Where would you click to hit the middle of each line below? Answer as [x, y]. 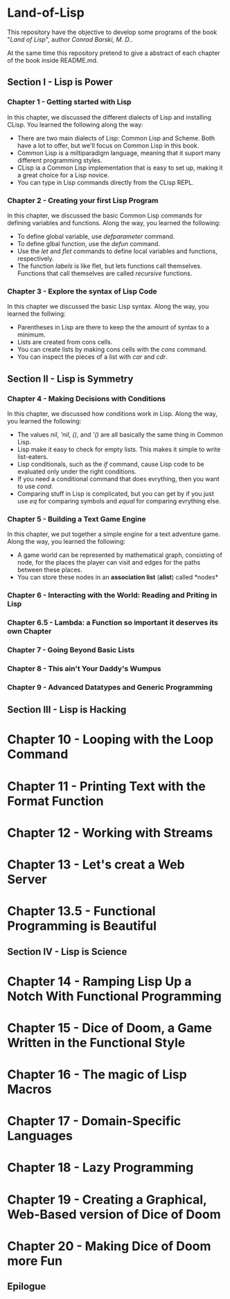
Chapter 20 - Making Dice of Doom [109, 1246]
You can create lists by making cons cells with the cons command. [112, 350]
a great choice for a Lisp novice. [63, 175]
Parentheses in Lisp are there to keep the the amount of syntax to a [113, 328]
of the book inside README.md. [53, 60]
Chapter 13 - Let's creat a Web [96, 864]
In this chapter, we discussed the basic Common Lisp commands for [105, 215]
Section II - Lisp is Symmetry [70, 379]
